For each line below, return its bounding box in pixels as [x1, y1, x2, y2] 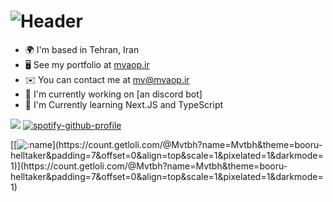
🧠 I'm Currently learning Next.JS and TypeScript [24, 98, 224, 110]
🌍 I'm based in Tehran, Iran [24, 43, 140, 55]
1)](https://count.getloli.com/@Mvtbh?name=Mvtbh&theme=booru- [10, 160, 288, 172]
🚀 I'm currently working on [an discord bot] [24, 88, 203, 100]
